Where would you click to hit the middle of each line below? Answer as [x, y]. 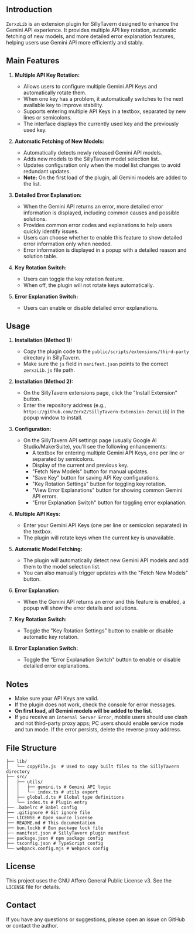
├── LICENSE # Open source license [49, 818]
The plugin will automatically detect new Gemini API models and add [106, 560]
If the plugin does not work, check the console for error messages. [95, 704]
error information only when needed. [68, 244]
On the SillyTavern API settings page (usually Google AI [90, 440]
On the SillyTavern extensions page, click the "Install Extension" [100, 393]
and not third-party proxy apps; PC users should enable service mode [99, 723]
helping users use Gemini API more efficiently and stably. [75, 42]
